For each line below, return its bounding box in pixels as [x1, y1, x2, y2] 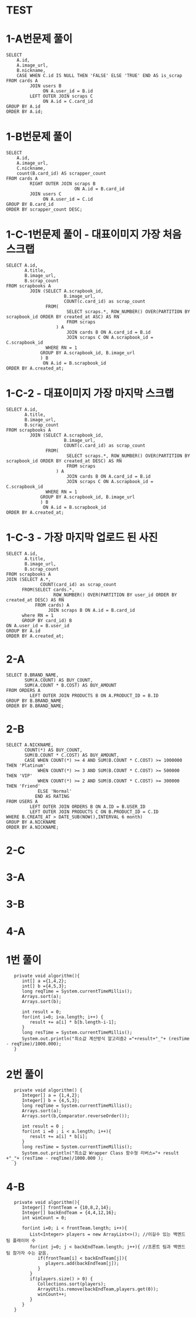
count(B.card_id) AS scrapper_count [16, 171, 107, 177]
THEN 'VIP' [6, 773, 33, 778]
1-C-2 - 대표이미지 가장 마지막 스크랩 [6, 387, 174, 400]
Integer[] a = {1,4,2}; [21, 1093, 80, 1099]
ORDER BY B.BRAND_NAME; [6, 703, 65, 709]
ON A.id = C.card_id [43, 98, 93, 105]
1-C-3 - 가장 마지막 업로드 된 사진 [6, 531, 158, 544]
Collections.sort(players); [37, 1281, 107, 1287]
